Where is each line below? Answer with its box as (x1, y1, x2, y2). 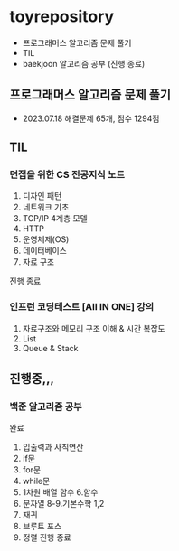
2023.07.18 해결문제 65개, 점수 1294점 (22, 113, 160, 124)
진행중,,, (9, 371, 55, 387)
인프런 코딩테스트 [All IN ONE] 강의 (9, 301, 155, 313)
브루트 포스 (22, 521, 62, 532)
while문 (22, 476, 51, 487)
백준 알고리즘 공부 (9, 400, 83, 413)
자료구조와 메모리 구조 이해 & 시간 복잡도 (22, 322, 165, 333)
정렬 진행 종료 (22, 532, 71, 543)
